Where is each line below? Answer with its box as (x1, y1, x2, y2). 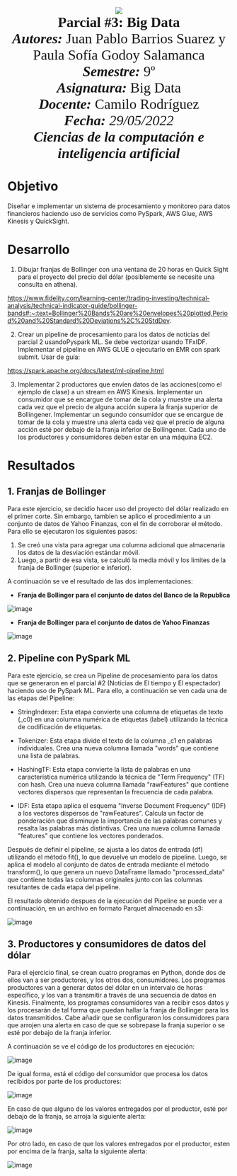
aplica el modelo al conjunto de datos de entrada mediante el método (7, 860, 209, 869)
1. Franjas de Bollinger (7, 486, 106, 498)
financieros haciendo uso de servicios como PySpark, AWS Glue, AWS (7, 209, 214, 217)
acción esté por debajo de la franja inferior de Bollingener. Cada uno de (17, 425, 226, 433)
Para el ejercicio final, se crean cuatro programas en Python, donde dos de (7, 968, 226, 976)
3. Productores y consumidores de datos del (7, 938, 207, 950)
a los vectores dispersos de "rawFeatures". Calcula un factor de (17, 809, 204, 817)
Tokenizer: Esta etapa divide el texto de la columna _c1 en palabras (17, 736, 213, 745)
